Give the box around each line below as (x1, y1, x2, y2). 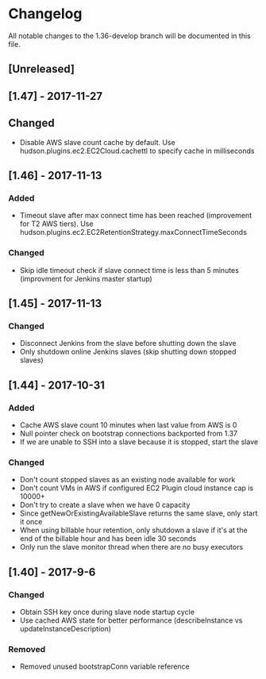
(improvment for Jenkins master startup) (19, 274, 152, 283)
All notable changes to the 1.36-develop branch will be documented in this (8, 31, 252, 40)
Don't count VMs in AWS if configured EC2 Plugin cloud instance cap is (19, 483, 254, 493)
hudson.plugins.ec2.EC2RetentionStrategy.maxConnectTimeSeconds (19, 228, 248, 237)
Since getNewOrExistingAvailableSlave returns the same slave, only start (19, 508, 258, 518)
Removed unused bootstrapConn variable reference (19, 662, 191, 671)
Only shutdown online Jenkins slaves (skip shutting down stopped (19, 347, 237, 357)
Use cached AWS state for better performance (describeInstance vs (19, 616, 243, 625)
